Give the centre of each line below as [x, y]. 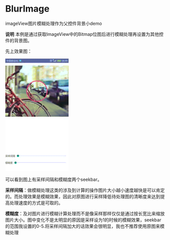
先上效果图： [18, 51]
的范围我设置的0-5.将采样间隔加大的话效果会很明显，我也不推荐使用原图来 [83, 226]
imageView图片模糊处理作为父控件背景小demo [54, 23]
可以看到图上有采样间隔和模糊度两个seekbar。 [54, 179]
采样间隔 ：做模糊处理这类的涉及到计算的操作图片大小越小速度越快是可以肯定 [85, 190]
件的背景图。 [18, 40]
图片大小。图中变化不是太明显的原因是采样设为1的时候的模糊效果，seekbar [83, 220]
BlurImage [27, 9]
